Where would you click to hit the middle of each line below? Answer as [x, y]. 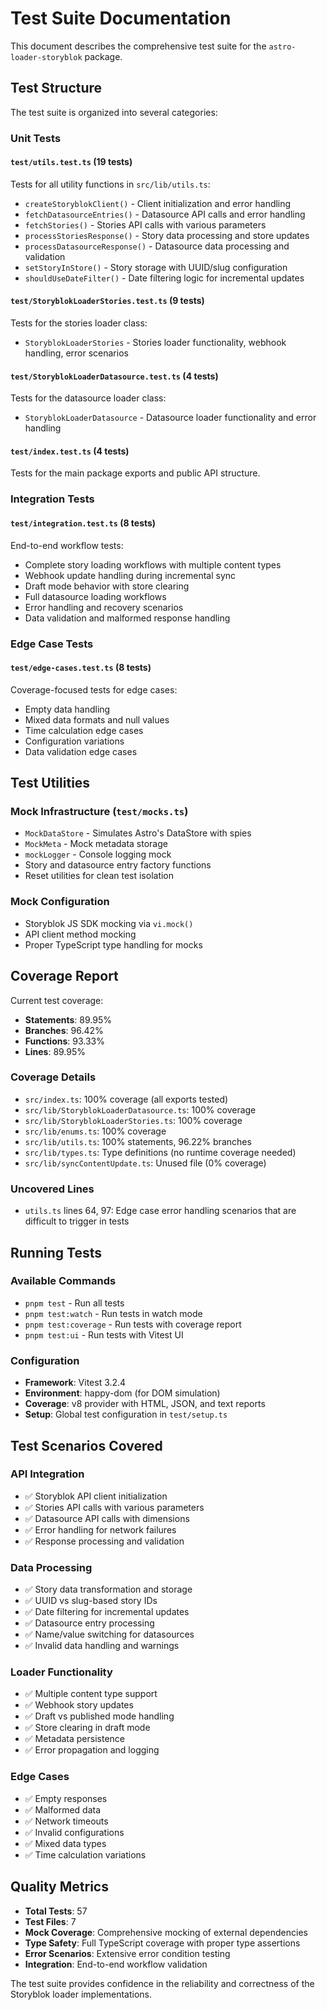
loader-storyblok [46, 57]
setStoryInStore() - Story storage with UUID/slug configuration [156, 267]
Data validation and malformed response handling [127, 618]
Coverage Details [53, 1077]
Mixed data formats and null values [97, 719]
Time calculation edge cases [84, 730]
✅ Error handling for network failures [100, 1529]
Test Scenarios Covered [86, 1445]
